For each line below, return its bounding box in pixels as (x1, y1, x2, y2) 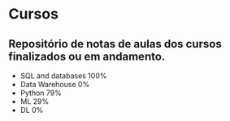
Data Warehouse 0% (20, 80, 90, 89)
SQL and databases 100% (20, 71, 107, 81)
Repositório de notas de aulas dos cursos (8, 37, 222, 51)
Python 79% (20, 88, 63, 98)
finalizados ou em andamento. (8, 49, 166, 63)
